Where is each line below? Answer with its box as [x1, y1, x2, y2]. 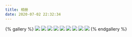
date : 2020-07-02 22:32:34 [5, 12, 61, 17]
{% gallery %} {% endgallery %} [5, 26, 128, 32]
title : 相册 [5, 7, 28, 12]
